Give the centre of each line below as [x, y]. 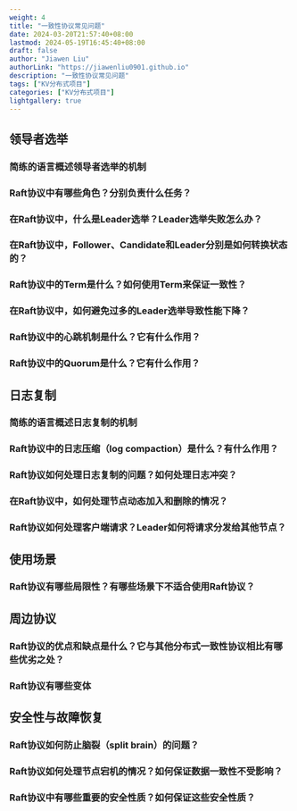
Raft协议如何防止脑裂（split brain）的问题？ [104, 745]
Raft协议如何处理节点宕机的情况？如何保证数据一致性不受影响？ [146, 771]
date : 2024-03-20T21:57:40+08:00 [71, 34]
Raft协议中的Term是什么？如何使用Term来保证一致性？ [128, 285]
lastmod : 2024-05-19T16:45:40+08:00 [77, 42]
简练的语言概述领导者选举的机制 [78, 166]
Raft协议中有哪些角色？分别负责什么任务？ [100, 193]
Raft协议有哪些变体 [50, 686]
